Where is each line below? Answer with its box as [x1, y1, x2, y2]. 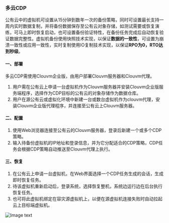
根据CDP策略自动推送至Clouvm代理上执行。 [21, 146, 113, 152]
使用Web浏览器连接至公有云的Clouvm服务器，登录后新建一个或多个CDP [12, 127, 162, 133]
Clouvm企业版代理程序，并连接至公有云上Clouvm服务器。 [17, 102, 137, 109]
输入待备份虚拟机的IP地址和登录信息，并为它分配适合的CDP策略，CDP [12, 139, 159, 145]
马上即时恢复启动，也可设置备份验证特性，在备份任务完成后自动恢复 [18, 29, 159, 36]
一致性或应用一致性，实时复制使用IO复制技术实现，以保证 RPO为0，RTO [9, 42, 159, 48]
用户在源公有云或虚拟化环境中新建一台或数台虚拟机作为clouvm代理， [12, 96, 156, 102]
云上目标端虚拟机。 [12, 202, 53, 208]
